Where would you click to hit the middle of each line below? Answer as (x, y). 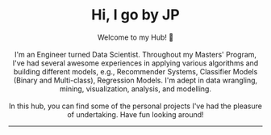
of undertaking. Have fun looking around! (135, 114)
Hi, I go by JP (135, 15)
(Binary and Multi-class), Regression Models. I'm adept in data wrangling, (135, 80)
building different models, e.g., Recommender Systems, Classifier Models (135, 71)
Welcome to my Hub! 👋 (135, 37)
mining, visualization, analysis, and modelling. (135, 89)
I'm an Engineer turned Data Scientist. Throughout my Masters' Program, (135, 54)
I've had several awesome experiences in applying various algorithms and (135, 63)
